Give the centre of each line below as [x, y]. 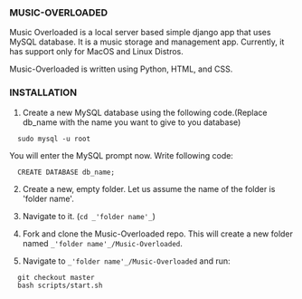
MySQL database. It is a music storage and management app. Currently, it [147, 42]
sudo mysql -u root [54, 139]
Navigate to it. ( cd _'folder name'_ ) [89, 216]
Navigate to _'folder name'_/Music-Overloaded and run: [126, 261]
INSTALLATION [43, 92]
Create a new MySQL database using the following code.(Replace [145, 112]
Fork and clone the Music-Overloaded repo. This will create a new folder [158, 234]
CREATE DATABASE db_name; [66, 172]
